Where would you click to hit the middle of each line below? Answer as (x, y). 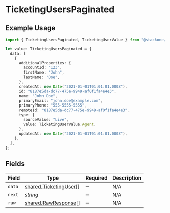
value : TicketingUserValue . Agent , (60, 124)
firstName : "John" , (44, 73)
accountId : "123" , (43, 68)
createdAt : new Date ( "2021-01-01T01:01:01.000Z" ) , (73, 86)
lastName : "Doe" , (41, 77)
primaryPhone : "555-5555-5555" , (53, 105)
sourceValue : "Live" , (46, 120)
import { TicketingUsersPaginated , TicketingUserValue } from (72, 40)
